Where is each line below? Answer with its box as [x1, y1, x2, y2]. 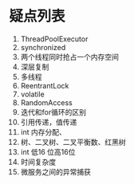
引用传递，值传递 [20, 117, 77, 127]
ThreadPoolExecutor [20, 33, 89, 44]
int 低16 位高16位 [20, 147, 76, 156]
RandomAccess [20, 97, 73, 108]
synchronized [20, 42, 66, 52]
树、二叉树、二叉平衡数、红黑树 [20, 137, 126, 147]
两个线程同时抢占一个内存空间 [20, 52, 119, 61]
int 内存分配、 [20, 127, 66, 136]
